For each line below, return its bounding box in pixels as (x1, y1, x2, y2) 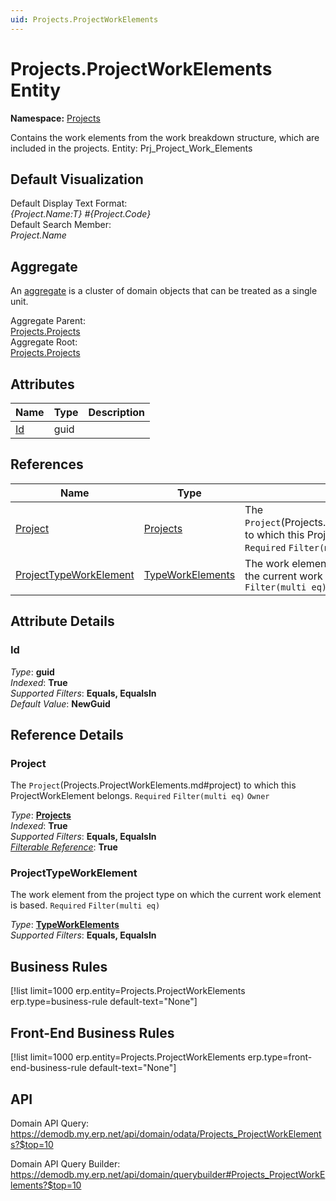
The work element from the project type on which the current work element (10, 889, 322, 901)
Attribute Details (10, 613, 115, 630)
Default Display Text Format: (10, 197, 128, 210)
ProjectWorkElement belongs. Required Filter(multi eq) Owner (10, 790, 270, 802)
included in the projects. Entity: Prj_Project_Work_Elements (10, 142, 253, 154)
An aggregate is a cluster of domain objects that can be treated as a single (10, 285, 318, 297)
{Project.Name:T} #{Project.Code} (10, 208, 152, 220)
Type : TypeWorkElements (10, 919, 120, 931)
